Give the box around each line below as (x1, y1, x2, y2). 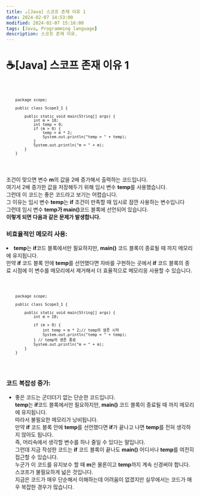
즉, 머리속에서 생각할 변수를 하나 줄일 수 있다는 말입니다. (14, 439, 146, 446)
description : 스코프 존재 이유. (6, 31, 78, 37)
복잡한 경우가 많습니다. (21, 483, 75, 491)
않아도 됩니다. (21, 431, 54, 439)
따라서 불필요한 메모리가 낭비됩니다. (14, 416, 99, 424)
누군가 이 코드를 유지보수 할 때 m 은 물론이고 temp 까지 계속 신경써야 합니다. (14, 461, 190, 468)
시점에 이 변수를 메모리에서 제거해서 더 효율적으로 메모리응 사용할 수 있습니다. (12, 267, 193, 274)
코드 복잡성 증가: (6, 379, 51, 387)
